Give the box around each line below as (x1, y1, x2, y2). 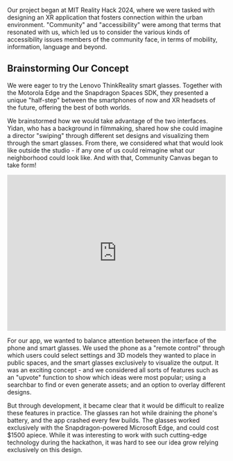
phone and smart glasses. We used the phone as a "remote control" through (7, 343, 225, 352)
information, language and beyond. (7, 43, 107, 51)
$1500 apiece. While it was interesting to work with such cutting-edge (7, 430, 207, 439)
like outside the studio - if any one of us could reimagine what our (7, 146, 196, 155)
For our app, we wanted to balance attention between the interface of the (7, 336, 217, 345)
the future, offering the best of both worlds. (7, 103, 132, 112)
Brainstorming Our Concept (7, 62, 130, 75)
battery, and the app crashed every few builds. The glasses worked (7, 416, 200, 424)
